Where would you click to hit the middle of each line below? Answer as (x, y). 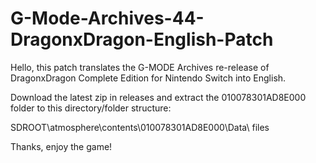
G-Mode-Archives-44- (107, 18)
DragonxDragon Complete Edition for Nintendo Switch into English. (148, 78)
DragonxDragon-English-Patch (142, 39)
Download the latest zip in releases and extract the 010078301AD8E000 (158, 97)
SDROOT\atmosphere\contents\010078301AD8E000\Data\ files (140, 127)
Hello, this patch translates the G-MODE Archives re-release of (140, 67)
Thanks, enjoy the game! (61, 146)
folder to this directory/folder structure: (91, 108)
